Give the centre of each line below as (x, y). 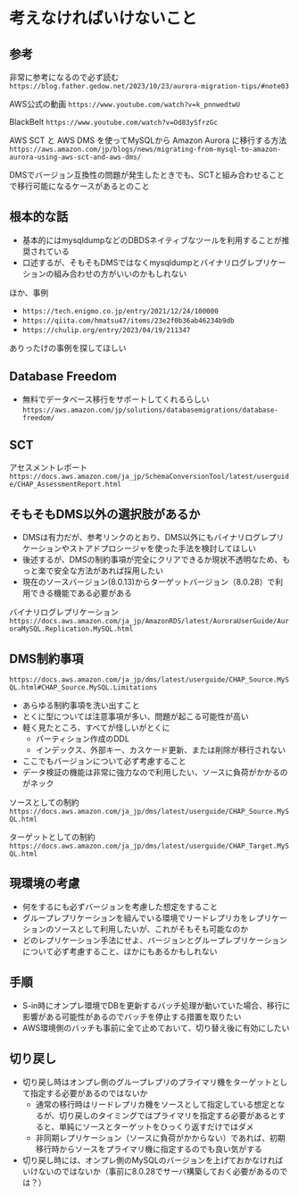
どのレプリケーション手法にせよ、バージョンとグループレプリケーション (155, 940)
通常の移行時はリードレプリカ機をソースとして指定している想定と (156, 1104)
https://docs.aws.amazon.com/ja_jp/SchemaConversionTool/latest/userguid (149, 477)
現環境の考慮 (45, 884)
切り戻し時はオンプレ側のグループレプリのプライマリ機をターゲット (147, 1082)
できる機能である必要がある (81, 593)
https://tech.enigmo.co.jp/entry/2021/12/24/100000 (120, 311)
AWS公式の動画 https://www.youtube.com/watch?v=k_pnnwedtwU (125, 104)
